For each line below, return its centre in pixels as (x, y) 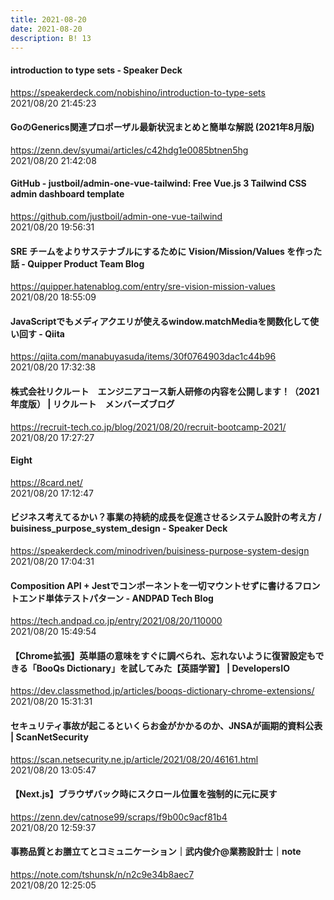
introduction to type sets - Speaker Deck (96, 70)
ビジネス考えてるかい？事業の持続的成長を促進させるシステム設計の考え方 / (166, 517)
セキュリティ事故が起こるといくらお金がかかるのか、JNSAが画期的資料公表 (166, 725)
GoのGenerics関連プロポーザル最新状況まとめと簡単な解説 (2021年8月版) (162, 127)
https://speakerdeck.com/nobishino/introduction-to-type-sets (138, 92)
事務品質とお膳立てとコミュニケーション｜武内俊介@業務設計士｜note (156, 852)
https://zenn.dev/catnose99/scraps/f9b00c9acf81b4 (119, 817)
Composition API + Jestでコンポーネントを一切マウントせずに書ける (152, 585)
